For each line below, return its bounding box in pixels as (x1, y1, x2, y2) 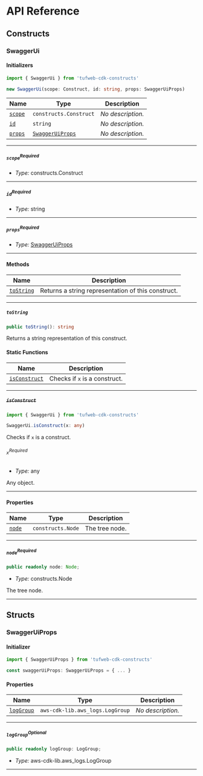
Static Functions (6, 348, 48, 356)
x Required (6, 447, 28, 456)
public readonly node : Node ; (6, 564, 80, 570)
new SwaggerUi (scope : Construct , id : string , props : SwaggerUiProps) (6, 86, 185, 92)
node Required (6, 547, 37, 556)
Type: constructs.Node (14, 575, 72, 582)
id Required (6, 189, 31, 197)
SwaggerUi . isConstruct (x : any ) (6, 423, 85, 429)
